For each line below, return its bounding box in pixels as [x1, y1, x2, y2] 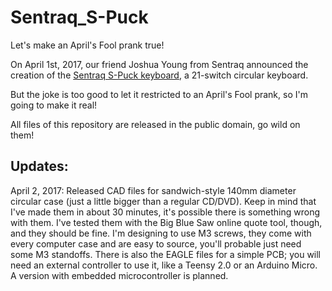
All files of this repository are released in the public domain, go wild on [10, 118, 301, 130]
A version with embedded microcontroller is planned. [10, 269, 229, 281]
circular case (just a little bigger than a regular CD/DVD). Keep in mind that [10, 195, 317, 207]
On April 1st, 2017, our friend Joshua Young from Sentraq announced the [10, 58, 309, 70]
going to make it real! [10, 99, 98, 111]
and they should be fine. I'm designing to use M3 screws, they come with [10, 227, 312, 239]
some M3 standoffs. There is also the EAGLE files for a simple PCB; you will [10, 248, 322, 260]
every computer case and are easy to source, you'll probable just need [10, 237, 302, 250]
